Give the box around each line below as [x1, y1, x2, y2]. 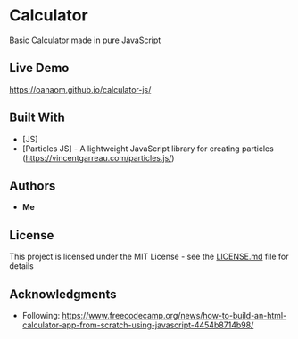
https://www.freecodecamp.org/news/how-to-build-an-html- [62, 311, 287, 320]
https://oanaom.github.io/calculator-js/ [9, 84, 152, 94]
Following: [21, 311, 61, 320]
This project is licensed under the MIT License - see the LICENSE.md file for [9, 251, 289, 262]
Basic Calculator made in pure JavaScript [9, 35, 161, 45]
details [9, 261, 34, 271]
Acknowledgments [9, 287, 118, 302]
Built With [9, 110, 65, 125]
